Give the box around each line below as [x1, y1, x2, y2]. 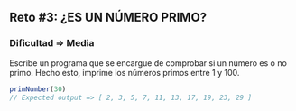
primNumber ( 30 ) [9, 84, 67, 94]
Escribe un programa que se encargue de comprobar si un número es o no [9, 57, 287, 69]
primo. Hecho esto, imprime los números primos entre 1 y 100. [9, 67, 240, 78]
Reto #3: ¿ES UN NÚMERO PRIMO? [9, 10, 208, 25]
